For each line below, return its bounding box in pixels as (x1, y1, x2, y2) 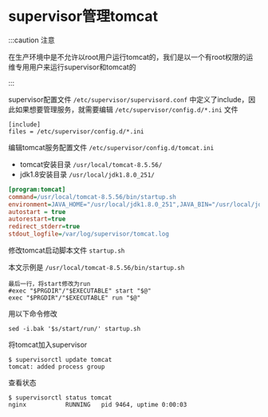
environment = (8, 201, 52, 208)
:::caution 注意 (8, 35, 55, 45)
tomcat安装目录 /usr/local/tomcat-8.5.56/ (19, 159, 163, 169)
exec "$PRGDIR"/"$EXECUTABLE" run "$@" (8, 294, 141, 302)
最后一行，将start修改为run (8, 280, 91, 288)
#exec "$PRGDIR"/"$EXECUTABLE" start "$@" (8, 287, 152, 296)
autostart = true (8, 208, 66, 216)
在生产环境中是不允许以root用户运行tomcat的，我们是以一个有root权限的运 (8, 52, 254, 62)
